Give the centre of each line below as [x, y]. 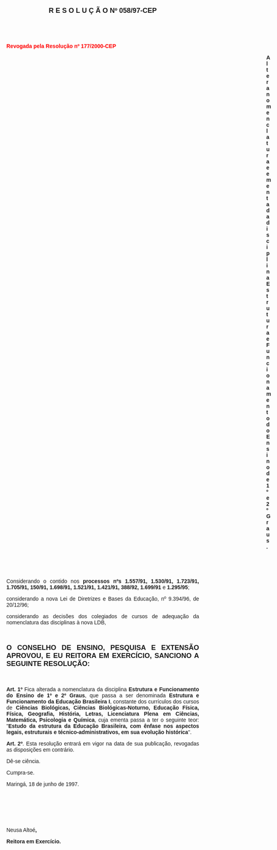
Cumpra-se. [20, 773]
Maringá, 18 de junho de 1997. [43, 784]
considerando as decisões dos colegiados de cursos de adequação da [103, 616]
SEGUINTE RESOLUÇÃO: [48, 664]
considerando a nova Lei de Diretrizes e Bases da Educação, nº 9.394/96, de [103, 599]
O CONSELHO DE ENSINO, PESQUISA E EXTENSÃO [103, 648]
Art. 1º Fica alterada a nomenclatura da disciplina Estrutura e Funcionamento [103, 689]
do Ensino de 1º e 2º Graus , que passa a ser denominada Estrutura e [103, 696]
